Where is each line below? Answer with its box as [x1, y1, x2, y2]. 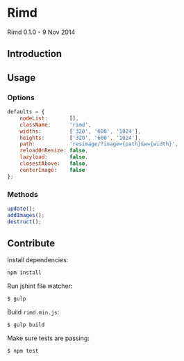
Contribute [7, 237, 56, 249]
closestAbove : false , [19, 160, 89, 168]
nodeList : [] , [19, 115, 79, 122]
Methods [7, 189, 38, 199]
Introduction [7, 48, 62, 60]
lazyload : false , [19, 154, 89, 161]
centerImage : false [19, 166, 85, 173]
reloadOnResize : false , [19, 147, 89, 154]
